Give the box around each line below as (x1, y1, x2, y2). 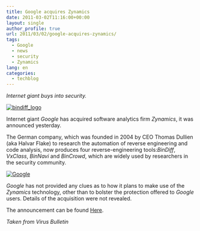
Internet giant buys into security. (6, 92, 87, 100)
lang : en (6, 64, 28, 71)
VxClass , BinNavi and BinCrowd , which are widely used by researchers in (6, 152, 189, 160)
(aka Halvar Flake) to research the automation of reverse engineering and (6, 140, 188, 147)
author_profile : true (6, 25, 61, 32)
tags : (6, 37, 20, 43)
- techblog (11, 76, 39, 82)
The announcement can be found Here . (6, 206, 104, 214)
